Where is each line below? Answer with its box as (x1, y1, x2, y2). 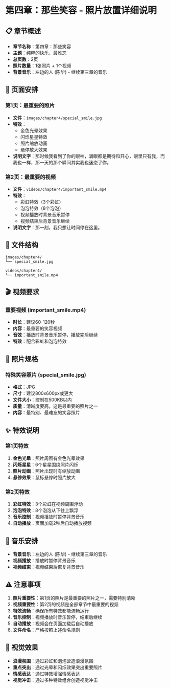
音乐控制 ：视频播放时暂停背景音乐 (12, 514, 85, 520)
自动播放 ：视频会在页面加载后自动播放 (12, 620, 93, 627)
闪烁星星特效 (20, 134, 47, 140)
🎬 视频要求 (5, 287, 40, 297)
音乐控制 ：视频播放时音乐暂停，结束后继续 (12, 614, 103, 620)
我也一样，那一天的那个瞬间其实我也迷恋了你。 (12, 159, 111, 165)
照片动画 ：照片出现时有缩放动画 (12, 468, 80, 474)
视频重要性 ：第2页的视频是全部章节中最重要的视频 (12, 601, 119, 607)
